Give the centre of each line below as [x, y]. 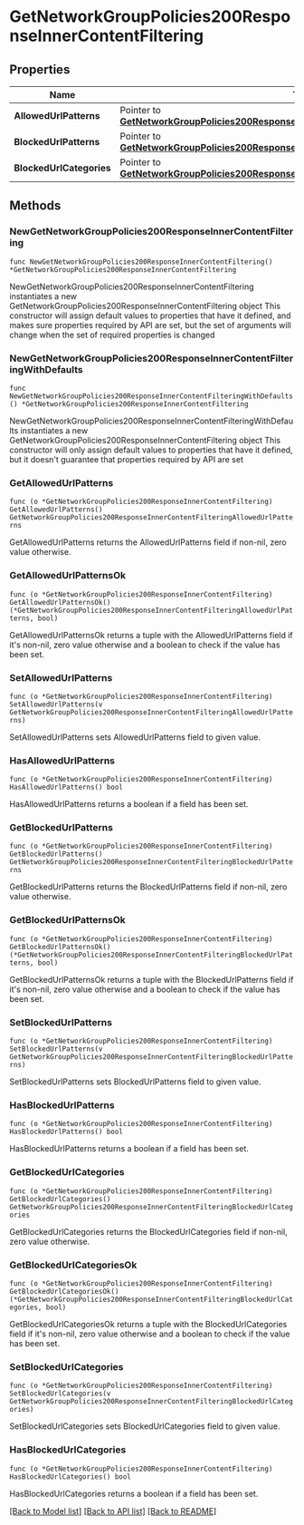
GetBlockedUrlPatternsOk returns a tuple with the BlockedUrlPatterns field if [152, 979]
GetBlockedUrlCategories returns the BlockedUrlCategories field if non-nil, [148, 1231]
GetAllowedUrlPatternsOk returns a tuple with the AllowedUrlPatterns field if [152, 635]
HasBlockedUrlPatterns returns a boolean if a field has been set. [129, 1149]
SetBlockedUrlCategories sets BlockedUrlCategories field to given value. [145, 1426]
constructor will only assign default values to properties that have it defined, [151, 450]
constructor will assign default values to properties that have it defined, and [150, 316]
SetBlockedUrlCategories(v [60, 1394]
